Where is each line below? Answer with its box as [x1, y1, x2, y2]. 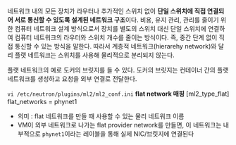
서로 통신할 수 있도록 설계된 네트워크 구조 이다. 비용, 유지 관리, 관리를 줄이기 [14, 15, 220, 24]
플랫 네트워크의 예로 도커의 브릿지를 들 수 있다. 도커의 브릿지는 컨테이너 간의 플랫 [7, 66, 229, 74]
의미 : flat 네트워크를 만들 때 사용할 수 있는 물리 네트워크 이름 [17, 112, 185, 120]
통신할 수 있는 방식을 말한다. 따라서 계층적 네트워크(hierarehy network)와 [14, 42, 217, 50]
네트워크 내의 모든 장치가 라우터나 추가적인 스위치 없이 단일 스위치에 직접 [7, 7, 206, 15]
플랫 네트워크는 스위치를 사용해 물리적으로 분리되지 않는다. [14, 51, 175, 59]
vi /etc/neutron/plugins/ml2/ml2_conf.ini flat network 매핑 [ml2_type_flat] [7, 89, 230, 98]
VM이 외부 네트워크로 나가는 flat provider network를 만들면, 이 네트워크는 [17, 121, 222, 129]
